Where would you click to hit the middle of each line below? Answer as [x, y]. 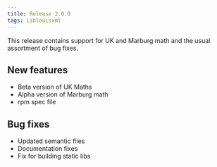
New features [38, 70]
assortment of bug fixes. [43, 48]
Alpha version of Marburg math [63, 94]
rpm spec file [37, 102]
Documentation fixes [48, 149]
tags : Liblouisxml [34, 20]
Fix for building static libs [54, 156]
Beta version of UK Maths [55, 87]
